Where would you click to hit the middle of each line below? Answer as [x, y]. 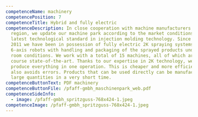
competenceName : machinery [39, 12]
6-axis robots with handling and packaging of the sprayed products [97, 50]
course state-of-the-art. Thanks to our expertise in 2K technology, [98, 61]
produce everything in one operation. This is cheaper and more [92, 66]
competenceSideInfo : [31, 94]
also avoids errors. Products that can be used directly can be [92, 72]
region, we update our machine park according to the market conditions [102, 34]
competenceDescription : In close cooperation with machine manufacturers [98, 28]
